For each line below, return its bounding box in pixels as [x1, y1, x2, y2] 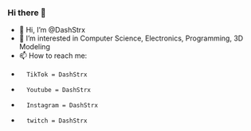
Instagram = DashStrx [26, 102, 99, 110]
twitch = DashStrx [26, 117, 88, 125]
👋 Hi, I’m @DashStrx [18, 25, 85, 35]
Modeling [18, 42, 51, 52]
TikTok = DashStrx [26, 71, 88, 79]
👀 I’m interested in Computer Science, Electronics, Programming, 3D [18, 33, 244, 43]
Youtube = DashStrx [26, 87, 91, 94]
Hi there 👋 [7, 7, 47, 18]
